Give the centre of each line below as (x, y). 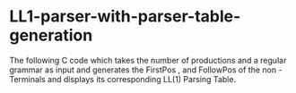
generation (51, 35)
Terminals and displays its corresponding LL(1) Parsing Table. (122, 79)
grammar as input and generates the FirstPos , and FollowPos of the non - (146, 70)
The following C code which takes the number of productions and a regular (148, 60)
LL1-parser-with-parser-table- (125, 17)
